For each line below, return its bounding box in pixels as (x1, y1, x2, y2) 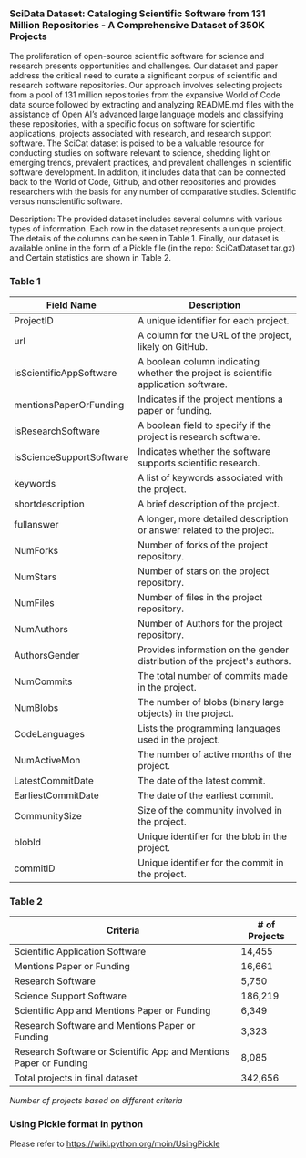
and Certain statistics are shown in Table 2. (9, 252, 171, 263)
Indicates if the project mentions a (138, 393, 284, 405)
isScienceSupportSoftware (14, 450, 129, 463)
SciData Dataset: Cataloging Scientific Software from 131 (9, 7, 266, 20)
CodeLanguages (14, 727, 85, 740)
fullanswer (14, 518, 59, 530)
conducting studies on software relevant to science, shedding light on (9, 148, 271, 159)
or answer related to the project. (138, 523, 275, 536)
